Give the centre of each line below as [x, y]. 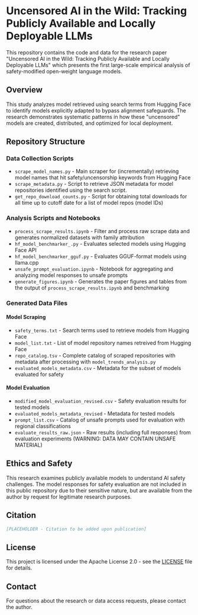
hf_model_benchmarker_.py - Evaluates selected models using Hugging [100, 243]
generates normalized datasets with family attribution [79, 237]
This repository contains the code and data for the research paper [87, 52]
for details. [19, 568]
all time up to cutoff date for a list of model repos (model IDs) [89, 203]
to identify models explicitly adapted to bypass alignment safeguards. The [96, 110]
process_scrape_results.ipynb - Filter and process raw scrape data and [102, 231]
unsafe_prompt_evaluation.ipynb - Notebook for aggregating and [94, 269]
